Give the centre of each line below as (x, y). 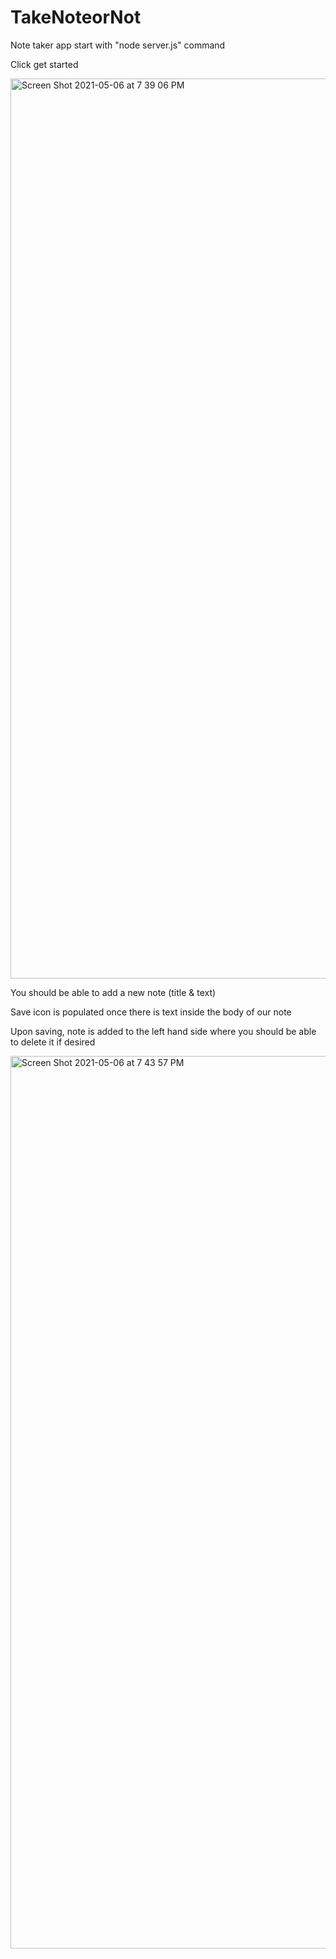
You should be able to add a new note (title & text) (113, 992)
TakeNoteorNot (76, 17)
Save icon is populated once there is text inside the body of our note (151, 1012)
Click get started (44, 64)
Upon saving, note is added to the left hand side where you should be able (163, 1031)
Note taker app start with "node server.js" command (118, 45)
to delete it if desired (53, 1042)
